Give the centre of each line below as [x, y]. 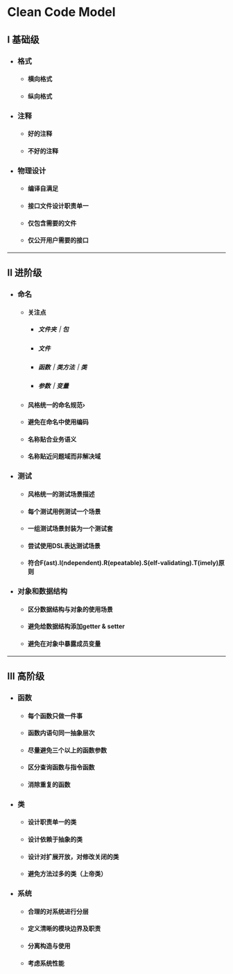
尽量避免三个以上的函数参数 [67, 750]
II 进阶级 [25, 273]
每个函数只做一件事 [55, 716]
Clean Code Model [61, 12]
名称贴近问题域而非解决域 [64, 456]
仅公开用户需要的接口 [58, 240]
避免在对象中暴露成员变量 [64, 644]
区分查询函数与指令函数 [61, 767]
